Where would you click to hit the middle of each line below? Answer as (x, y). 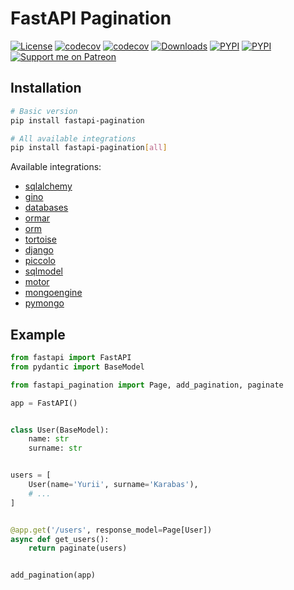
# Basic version (44, 111)
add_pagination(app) (53, 575)
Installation (46, 88)
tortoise (40, 239)
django (39, 250)
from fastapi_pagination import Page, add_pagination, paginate (147, 385)
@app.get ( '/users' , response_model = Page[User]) (111, 530)
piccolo (40, 261)
